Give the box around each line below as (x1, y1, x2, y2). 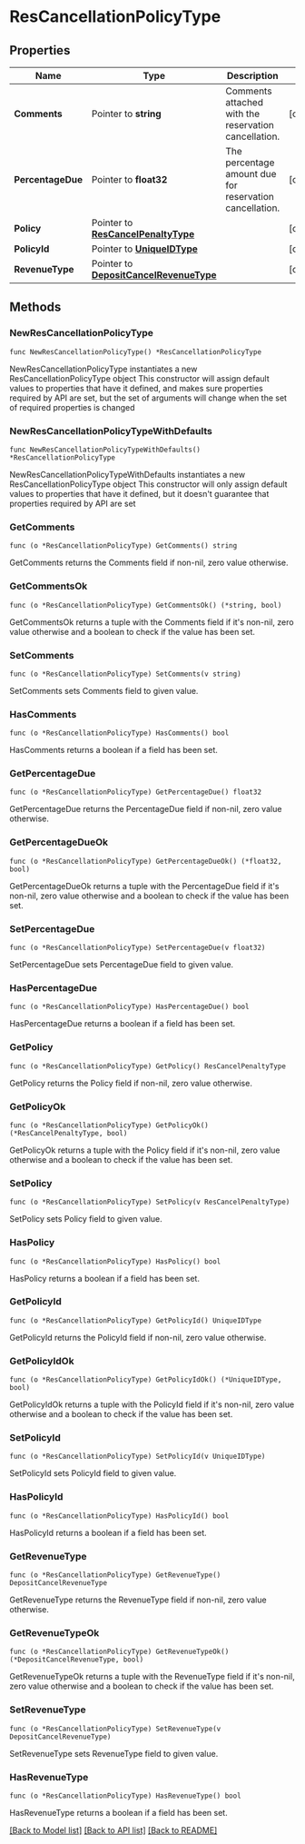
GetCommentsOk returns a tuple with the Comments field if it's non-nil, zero (9, 616, 294, 628)
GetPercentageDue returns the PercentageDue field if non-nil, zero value (9, 804, 282, 815)
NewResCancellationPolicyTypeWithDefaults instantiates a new (9, 469, 246, 480)
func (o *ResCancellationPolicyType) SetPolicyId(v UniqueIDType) (9, 1452, 266, 1462)
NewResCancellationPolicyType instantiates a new (9, 363, 198, 374)
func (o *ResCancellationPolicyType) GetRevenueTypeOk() (9, 1647, 230, 1657)
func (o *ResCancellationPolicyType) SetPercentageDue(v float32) (9, 943, 266, 953)
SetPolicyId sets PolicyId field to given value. (9, 1468, 177, 1479)
